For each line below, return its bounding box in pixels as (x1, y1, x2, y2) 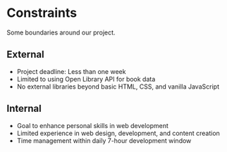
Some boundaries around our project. (6, 28, 116, 37)
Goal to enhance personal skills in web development (16, 121, 168, 129)
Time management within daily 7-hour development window (16, 136, 192, 145)
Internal (6, 103, 42, 115)
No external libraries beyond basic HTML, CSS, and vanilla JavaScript (16, 82, 220, 91)
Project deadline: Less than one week (16, 67, 126, 75)
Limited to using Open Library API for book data (16, 75, 156, 83)
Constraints (6, 5, 78, 21)
